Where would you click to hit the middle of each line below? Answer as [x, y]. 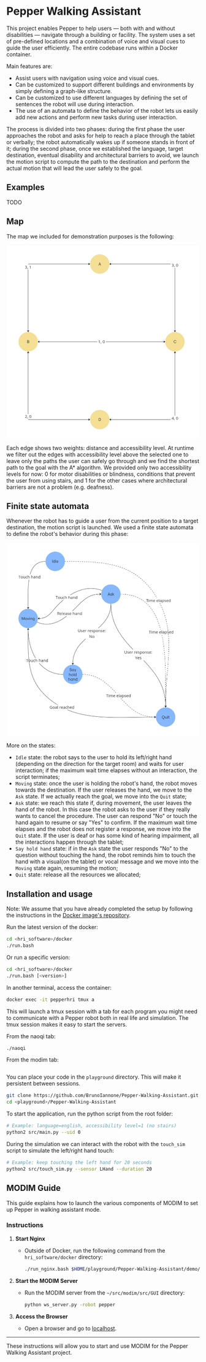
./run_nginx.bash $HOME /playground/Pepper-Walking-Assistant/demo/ [112, 1269]
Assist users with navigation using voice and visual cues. [87, 78]
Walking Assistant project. [39, 1352]
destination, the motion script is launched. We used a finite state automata [100, 527]
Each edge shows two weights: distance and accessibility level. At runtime [100, 448]
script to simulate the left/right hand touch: [60, 1150]
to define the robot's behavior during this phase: [67, 534]
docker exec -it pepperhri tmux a [51, 1000]
